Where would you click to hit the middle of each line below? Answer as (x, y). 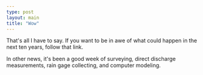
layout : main (23, 18)
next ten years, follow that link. (45, 47)
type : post (20, 12)
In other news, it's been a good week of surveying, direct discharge (91, 59)
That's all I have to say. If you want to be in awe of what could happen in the (102, 41)
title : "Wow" (23, 23)
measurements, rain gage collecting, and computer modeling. (84, 65)
